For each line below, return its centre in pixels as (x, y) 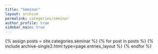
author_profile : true (27, 23)
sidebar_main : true (25, 27)
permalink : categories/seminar (37, 18)
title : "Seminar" (23, 9)
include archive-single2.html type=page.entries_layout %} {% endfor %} (79, 46)
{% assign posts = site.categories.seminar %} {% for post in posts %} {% (79, 41)
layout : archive (22, 14)
